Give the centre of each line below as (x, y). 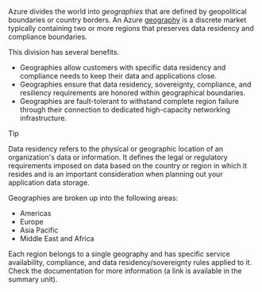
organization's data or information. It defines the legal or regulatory (118, 157)
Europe (31, 222)
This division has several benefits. (64, 52)
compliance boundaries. (48, 36)
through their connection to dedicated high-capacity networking (125, 109)
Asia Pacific (39, 230)
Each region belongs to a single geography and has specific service (119, 254)
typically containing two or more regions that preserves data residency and (131, 28)
